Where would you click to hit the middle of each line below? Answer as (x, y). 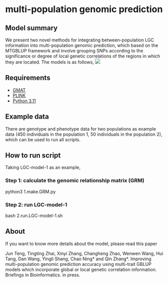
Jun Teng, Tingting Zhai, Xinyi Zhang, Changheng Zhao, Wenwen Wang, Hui (84, 253)
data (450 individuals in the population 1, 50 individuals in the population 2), (84, 134)
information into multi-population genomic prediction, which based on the (82, 45)
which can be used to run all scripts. (43, 139)
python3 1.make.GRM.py (31, 191)
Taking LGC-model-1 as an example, (43, 167)
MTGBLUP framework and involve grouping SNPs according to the (74, 51)
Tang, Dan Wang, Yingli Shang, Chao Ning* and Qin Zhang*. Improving (78, 259)
